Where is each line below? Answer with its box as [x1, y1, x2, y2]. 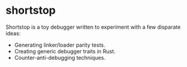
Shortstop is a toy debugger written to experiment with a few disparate [5, 23, 181, 31]
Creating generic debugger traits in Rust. [14, 47, 115, 54]
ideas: [5, 29, 21, 36]
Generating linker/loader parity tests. [14, 41, 106, 48]
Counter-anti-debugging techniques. [14, 54, 106, 61]
